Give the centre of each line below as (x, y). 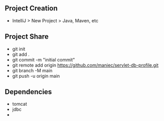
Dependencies (28, 92)
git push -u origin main (36, 76)
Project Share (27, 37)
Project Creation (31, 8)
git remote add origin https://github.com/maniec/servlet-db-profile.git (85, 65)
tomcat (20, 104)
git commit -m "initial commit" (43, 59)
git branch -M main (32, 70)
